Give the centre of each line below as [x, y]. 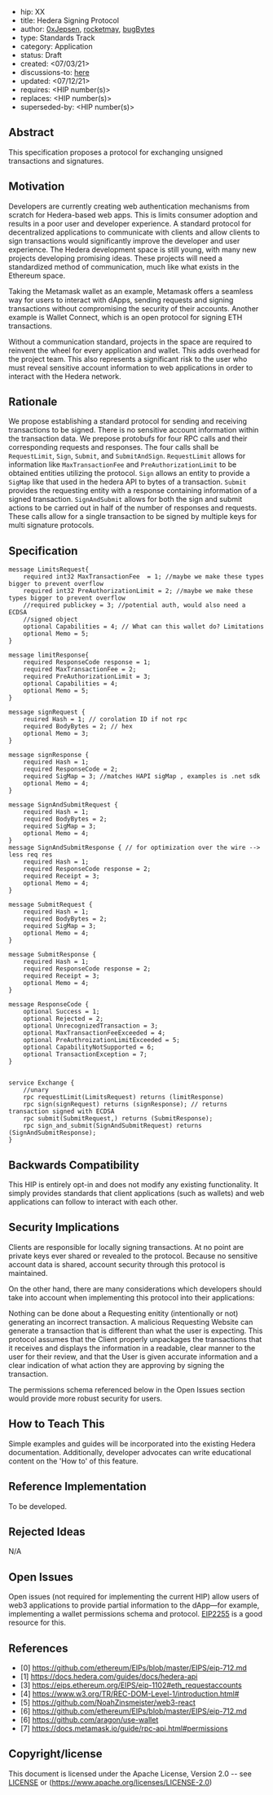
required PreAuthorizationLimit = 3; [87, 677]
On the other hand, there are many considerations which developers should [135, 1289]
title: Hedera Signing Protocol [70, 20]
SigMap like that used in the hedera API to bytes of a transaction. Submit [128, 482]
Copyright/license [56, 1754]
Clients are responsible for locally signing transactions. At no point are [126, 1247]
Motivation [37, 187]
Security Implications [64, 1227]
